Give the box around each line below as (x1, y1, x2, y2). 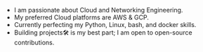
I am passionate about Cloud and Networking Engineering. (13, 6, 183, 14)
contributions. (13, 38, 55, 46)
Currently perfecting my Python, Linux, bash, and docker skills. (13, 21, 197, 28)
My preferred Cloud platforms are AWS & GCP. (13, 13, 150, 21)
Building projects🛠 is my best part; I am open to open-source (13, 28, 192, 37)
